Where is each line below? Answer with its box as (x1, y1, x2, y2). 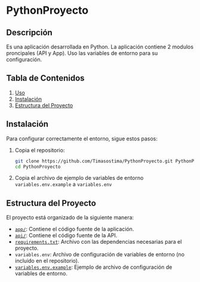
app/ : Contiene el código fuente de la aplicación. (14, 225, 134, 233)
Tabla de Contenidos (6, 73, 85, 84)
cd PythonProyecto (14, 164, 61, 170)
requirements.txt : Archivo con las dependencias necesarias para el (14, 238, 182, 246)
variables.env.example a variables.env (14, 180, 112, 188)
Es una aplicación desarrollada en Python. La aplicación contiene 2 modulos (6, 43, 194, 50)
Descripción (6, 27, 53, 38)
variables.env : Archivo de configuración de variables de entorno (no (14, 251, 185, 258)
